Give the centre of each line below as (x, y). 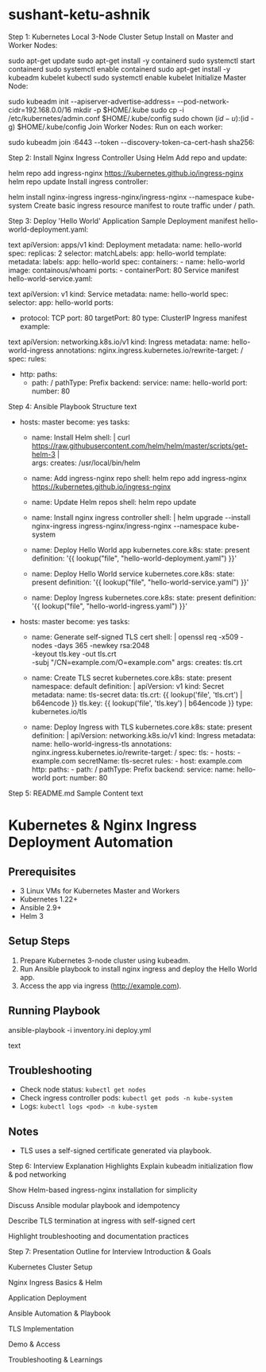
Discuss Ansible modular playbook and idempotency (94, 1206)
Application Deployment (48, 1298)
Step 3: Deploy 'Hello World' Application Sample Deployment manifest (123, 221)
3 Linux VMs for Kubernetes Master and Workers (100, 890)
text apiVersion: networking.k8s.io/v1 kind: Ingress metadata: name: (119, 342)
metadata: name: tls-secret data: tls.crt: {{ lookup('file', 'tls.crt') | (137, 694)
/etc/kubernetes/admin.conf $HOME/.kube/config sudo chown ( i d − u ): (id (129, 118)
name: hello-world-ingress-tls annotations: (102, 744)
